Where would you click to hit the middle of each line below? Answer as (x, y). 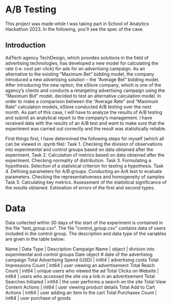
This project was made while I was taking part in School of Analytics (77, 24)
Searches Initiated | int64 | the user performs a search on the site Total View (86, 281)
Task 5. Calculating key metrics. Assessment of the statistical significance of (86, 182)
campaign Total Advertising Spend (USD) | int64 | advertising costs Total (82, 260)
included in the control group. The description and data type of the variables (86, 233)
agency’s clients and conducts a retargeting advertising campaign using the (85, 90)
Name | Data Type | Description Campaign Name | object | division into (80, 249)
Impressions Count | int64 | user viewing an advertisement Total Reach (80, 265)
